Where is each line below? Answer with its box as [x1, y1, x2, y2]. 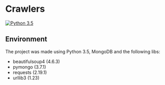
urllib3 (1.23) [12, 75, 40, 81]
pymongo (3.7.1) [12, 63, 46, 70]
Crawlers [5, 3, 45, 15]
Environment [5, 35, 48, 44]
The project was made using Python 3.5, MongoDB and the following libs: [5, 48, 160, 54]
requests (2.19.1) [12, 69, 47, 75]
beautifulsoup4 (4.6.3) [12, 58, 60, 65]
